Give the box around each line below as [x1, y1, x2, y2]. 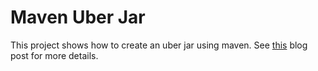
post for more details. [10, 49, 99, 61]
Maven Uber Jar [10, 6, 146, 29]
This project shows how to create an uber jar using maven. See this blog [10, 39, 308, 51]
